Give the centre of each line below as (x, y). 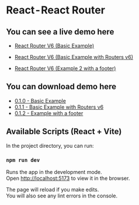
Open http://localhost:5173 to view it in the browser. (68, 178)
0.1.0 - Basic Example (40, 100)
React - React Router (55, 10)
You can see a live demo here (60, 32)
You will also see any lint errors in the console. (62, 196)
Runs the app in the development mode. (54, 172)
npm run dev (23, 160)
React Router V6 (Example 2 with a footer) (65, 68)
